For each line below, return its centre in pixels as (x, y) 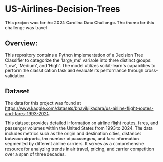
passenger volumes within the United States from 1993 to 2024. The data (79, 128)
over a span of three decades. (35, 154)
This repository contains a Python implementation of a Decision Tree (74, 55)
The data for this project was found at (43, 103)
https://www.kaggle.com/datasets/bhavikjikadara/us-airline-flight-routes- (79, 108)
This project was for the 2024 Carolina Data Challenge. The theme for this (80, 23)
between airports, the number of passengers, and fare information (72, 139)
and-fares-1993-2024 (27, 113)
